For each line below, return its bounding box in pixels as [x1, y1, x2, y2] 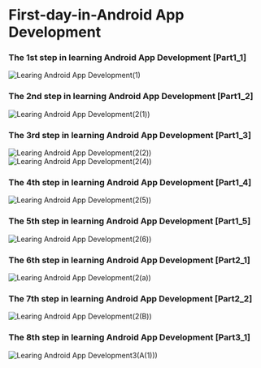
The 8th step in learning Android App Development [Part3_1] [8, 331, 250, 343]
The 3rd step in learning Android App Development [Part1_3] [8, 129, 252, 141]
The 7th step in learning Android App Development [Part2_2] [8, 292, 253, 304]
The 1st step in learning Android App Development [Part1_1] [8, 52, 246, 63]
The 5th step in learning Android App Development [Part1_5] [8, 215, 251, 227]
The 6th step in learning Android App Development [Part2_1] [8, 254, 250, 266]
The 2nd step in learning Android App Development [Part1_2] [8, 91, 254, 102]
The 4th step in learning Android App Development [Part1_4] [8, 177, 252, 188]
